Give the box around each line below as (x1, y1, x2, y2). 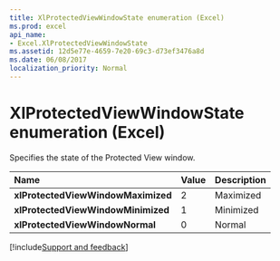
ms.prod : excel (9, 22, 67, 31)
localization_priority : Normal (9, 64, 128, 73)
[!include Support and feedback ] (9, 241, 129, 252)
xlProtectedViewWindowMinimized (14, 203, 170, 216)
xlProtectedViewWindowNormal (14, 218, 157, 231)
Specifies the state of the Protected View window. (9, 151, 196, 163)
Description (214, 173, 267, 186)
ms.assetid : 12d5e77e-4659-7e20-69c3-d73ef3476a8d (9, 47, 205, 56)
